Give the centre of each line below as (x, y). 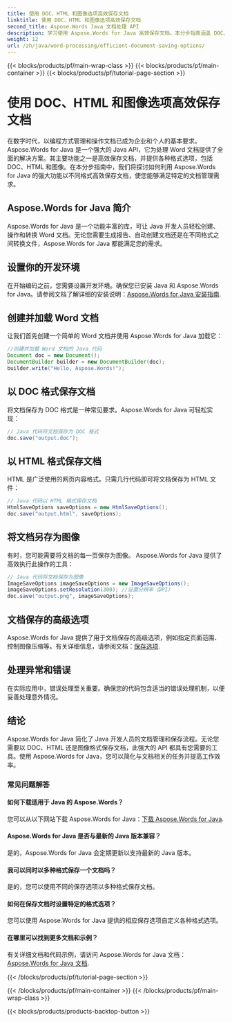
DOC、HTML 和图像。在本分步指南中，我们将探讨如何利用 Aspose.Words (112, 166)
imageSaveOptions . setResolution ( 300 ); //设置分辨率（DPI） (90, 590)
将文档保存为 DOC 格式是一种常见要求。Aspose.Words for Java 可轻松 (107, 409)
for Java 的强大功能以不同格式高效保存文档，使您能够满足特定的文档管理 (110, 175)
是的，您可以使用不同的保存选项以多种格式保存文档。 (83, 887)
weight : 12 (23, 39)
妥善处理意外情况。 (35, 696)
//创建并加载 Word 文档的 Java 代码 (55, 349)
